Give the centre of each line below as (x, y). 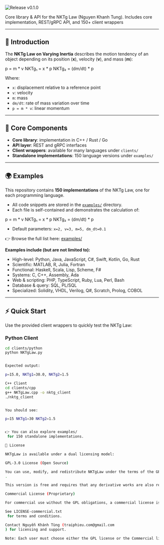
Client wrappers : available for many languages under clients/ (75, 150)
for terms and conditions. (35, 516)
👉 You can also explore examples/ (41, 432)
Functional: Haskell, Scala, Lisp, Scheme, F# (57, 270)
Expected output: (23, 366)
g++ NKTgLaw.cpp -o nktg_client (38, 392)
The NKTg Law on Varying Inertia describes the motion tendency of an (77, 54)
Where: (12, 78)
